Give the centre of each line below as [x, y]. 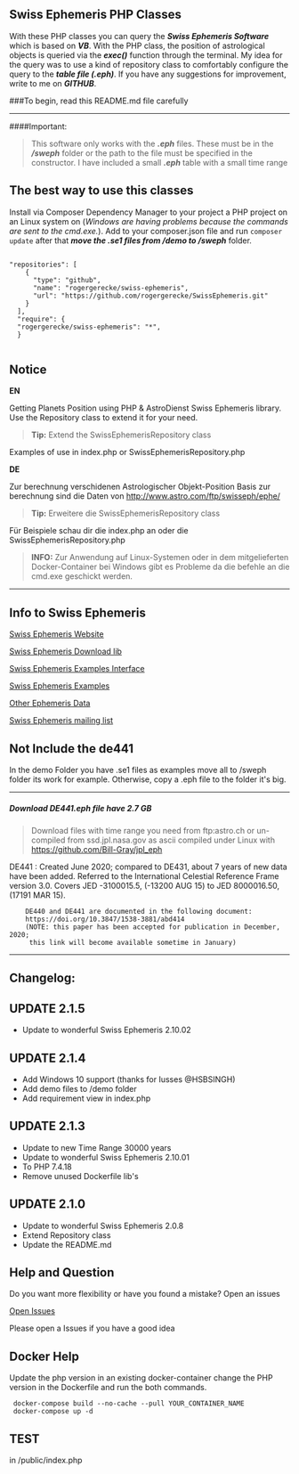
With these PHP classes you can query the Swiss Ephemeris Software [139, 36]
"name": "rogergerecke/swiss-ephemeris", [111, 288]
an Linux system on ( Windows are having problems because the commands [149, 221]
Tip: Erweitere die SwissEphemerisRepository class [125, 513]
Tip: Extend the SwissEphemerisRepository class [121, 435]
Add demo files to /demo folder [80, 1089]
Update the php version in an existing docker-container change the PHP [141, 1378]
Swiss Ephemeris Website [57, 634]
